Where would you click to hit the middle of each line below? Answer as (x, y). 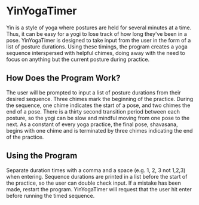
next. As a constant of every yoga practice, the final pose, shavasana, (92, 124)
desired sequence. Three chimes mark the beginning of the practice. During (100, 99)
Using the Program (42, 156)
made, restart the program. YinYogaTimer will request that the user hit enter (99, 189)
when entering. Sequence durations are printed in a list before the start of (97, 176)
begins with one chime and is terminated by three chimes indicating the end (99, 130)
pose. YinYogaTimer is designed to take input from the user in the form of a (99, 40)
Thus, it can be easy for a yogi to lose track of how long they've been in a (97, 33)
